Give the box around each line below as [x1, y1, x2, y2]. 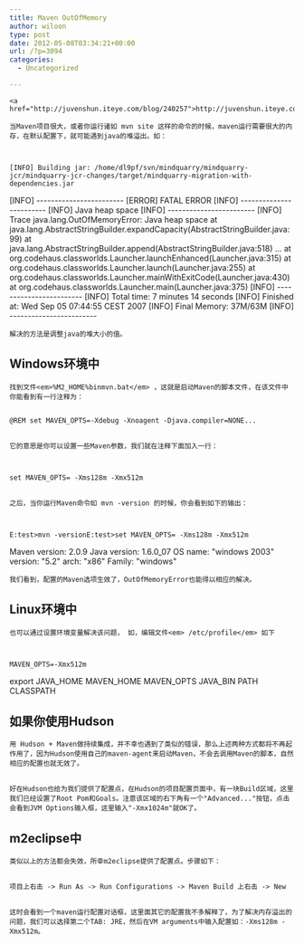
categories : [9, 55, 54, 64]
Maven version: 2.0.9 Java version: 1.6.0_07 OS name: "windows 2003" [9, 546, 274, 557]
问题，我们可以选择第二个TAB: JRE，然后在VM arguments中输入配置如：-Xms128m [9, 918, 278, 927]
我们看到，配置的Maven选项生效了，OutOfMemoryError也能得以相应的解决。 [9, 575, 256, 584]
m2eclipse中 [9, 830, 82, 846]
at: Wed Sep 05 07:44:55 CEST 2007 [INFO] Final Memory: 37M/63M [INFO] [9, 300, 294, 311]
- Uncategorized [17, 64, 79, 73]
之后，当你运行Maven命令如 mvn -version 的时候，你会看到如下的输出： [9, 499, 249, 508]
